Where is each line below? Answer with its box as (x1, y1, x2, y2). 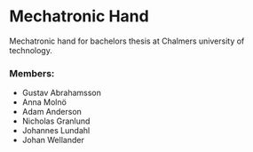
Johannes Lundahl (21, 125, 91, 136)
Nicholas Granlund (21, 116, 91, 126)
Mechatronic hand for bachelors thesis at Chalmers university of (9, 36, 245, 46)
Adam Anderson (21, 107, 83, 117)
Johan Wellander (21, 135, 84, 146)
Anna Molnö (21, 97, 67, 108)
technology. (9, 44, 53, 55)
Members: (9, 67, 55, 79)
